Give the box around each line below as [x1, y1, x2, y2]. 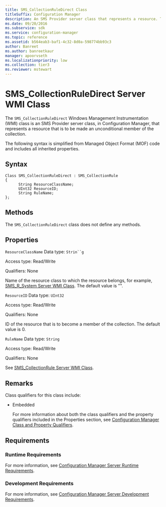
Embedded [12, 402, 35, 408]
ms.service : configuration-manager [5, 30, 79, 35]
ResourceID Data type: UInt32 [5, 292, 64, 298]
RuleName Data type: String [5, 336, 60, 342]
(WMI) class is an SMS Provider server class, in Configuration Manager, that [5, 120, 160, 126]
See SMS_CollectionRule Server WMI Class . [5, 365, 94, 371]
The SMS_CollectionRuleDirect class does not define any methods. [5, 221, 141, 228]
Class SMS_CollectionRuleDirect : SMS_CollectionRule [5, 173, 119, 178]
